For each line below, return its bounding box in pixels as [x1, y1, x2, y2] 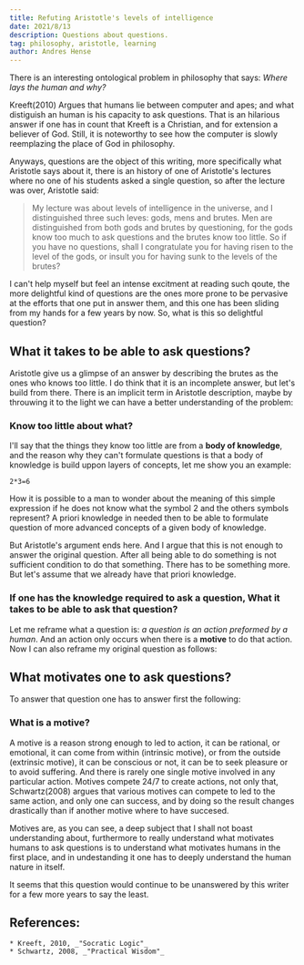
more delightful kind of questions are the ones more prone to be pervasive [9, 288, 289, 299]
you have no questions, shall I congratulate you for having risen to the [31, 241, 294, 252]
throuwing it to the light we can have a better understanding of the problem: [9, 396, 294, 407]
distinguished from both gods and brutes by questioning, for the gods [31, 222, 293, 233]
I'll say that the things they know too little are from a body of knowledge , [9, 440, 283, 451]
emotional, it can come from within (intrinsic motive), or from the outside [9, 746, 281, 757]
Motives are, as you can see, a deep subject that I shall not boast [9, 822, 253, 834]
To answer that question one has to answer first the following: [9, 693, 241, 704]
